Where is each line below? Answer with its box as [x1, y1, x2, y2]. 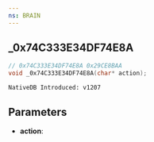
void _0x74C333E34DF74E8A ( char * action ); [8, 69, 148, 78]
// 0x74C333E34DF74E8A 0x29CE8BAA [8, 62, 123, 70]
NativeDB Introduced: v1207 [8, 84, 102, 92]
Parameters [8, 105, 67, 119]
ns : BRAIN [8, 11, 41, 20]
